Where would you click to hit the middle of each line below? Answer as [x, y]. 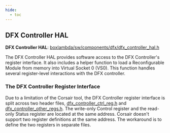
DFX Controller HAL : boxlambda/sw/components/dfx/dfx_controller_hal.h [82, 47]
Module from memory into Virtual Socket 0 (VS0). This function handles [80, 68]
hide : [11, 10]
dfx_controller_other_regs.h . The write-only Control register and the [76, 108]
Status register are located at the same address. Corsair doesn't [82, 114]
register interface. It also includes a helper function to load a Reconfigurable [85, 63]
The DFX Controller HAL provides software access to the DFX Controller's [82, 57]
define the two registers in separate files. [48, 124]
